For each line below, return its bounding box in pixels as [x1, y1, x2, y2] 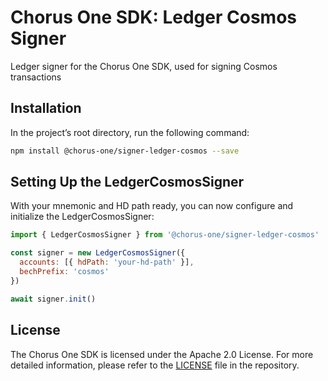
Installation [10, 100, 82, 117]
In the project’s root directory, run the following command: [10, 126, 250, 138]
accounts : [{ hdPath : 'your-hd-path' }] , [19, 257, 195, 268]
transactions [10, 71, 62, 83]
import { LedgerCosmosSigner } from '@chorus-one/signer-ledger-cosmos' [10, 230, 320, 240]
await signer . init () [10, 294, 97, 304]
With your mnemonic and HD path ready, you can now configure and [10, 200, 294, 212]
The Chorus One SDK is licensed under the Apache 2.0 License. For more [10, 348, 314, 360]
